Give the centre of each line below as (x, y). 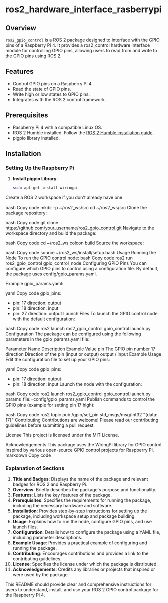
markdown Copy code (28, 455)
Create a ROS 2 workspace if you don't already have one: (65, 198)
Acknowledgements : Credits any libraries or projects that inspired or (84, 569)
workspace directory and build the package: (51, 233)
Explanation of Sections (35, 468)
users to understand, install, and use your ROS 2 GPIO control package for (82, 590)
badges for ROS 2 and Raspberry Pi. (50, 484)
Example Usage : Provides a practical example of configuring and (80, 543)
